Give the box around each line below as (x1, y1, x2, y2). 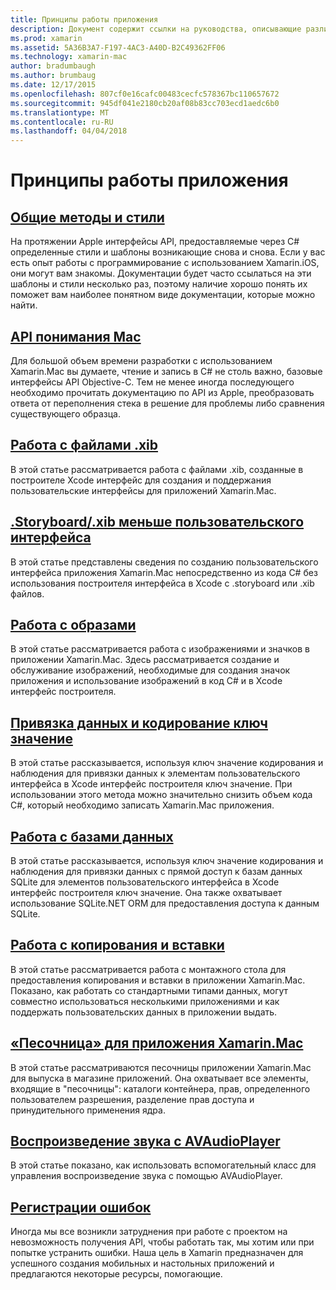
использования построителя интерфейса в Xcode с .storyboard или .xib (10, 577, 315, 589)
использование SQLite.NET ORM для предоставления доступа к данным (10, 897, 320, 909)
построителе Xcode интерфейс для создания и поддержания (10, 474, 272, 486)
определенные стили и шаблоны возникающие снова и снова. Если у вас (10, 246, 326, 258)
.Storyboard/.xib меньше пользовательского (10, 514, 305, 531)
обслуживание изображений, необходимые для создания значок (10, 664, 291, 676)
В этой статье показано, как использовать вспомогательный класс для (10, 1159, 317, 1171)
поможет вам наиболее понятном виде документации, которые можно (10, 289, 316, 301)
